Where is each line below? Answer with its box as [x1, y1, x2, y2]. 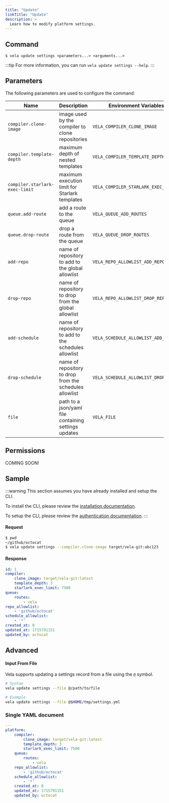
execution [59, 177, 82, 184]
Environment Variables [108, 102, 164, 109]
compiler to [59, 123, 86, 130]
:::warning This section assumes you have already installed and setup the [5, 488, 157, 494]
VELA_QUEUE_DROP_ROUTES [92, 232, 149, 237]
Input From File [5, 660, 37, 666]
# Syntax [5, 681, 24, 686]
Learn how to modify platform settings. [10, 21, 96, 27]
